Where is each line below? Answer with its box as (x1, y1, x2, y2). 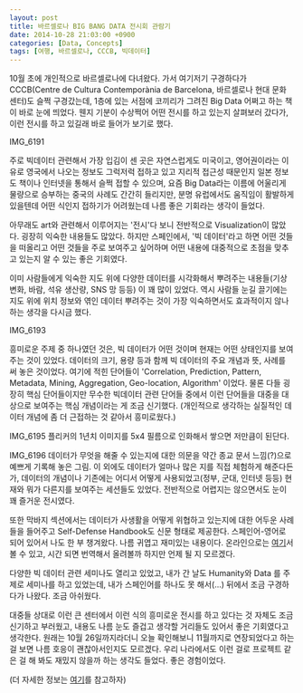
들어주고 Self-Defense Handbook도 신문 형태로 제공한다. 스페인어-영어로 (25, 526, 287, 537)
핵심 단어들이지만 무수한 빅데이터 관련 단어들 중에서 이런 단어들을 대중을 (25, 389, 280, 399)
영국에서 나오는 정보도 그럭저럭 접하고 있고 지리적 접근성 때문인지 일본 (25, 167, 273, 178)
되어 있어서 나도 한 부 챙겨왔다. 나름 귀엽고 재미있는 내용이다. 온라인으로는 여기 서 (9, 537, 294, 548)
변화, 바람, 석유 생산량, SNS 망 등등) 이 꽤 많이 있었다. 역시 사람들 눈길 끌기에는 (9, 284, 288, 295)
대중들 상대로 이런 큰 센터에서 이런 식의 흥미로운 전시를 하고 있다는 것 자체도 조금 (9, 610, 294, 621)
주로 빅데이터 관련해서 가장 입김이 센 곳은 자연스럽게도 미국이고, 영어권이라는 (9, 155, 280, 166)
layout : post (9, 13, 59, 23)
